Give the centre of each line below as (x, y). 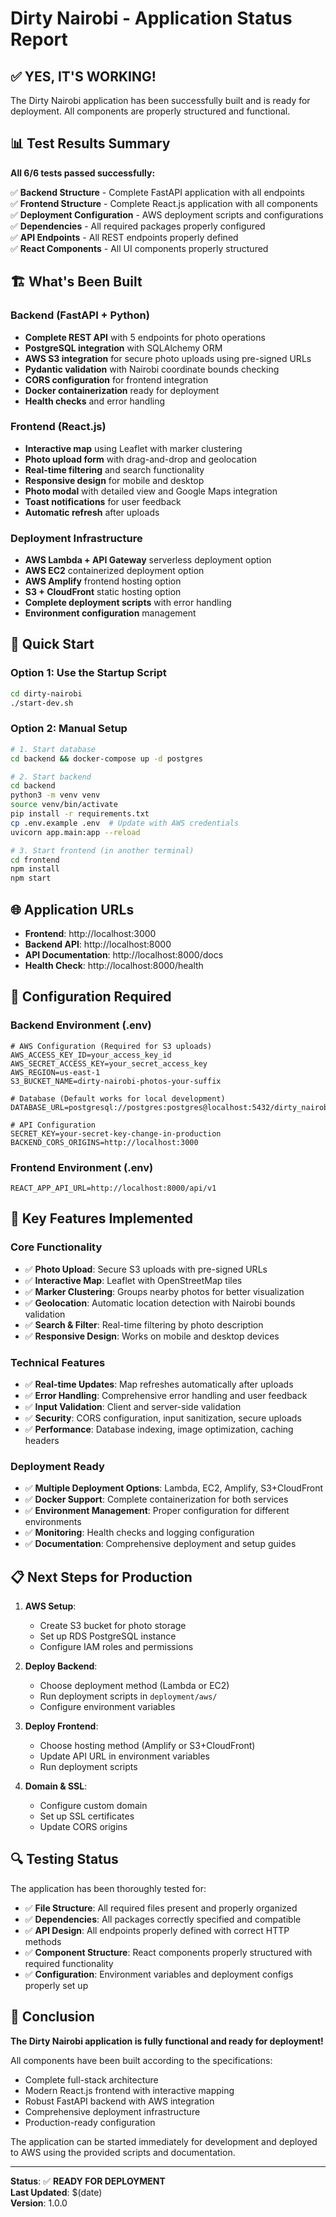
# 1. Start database (53, 749)
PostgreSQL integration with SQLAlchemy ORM (123, 348)
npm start (31, 878)
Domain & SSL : (56, 1786)
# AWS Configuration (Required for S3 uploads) (111, 1046)
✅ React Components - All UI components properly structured (139, 248)
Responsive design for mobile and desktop (114, 480)
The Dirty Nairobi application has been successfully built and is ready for (160, 100)
